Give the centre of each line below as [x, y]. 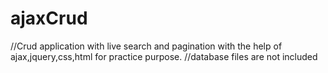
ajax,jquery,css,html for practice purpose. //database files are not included [164, 56]
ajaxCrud [49, 18]
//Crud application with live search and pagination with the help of [146, 46]
